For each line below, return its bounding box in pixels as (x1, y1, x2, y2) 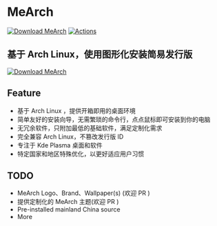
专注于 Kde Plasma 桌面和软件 (17, 141, 103, 149)
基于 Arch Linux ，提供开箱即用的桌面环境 (17, 106, 136, 114)
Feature (7, 88, 41, 99)
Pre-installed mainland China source (17, 205, 121, 214)
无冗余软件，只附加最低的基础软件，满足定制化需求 (17, 123, 163, 132)
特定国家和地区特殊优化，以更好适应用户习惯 (17, 150, 145, 158)
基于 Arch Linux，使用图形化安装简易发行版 (7, 49, 193, 61)
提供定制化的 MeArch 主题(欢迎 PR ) (17, 198, 119, 206)
